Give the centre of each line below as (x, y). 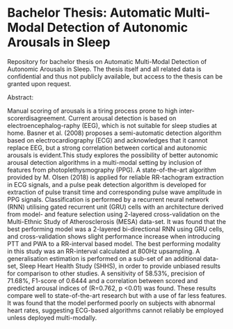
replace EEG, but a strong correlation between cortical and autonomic (107, 147)
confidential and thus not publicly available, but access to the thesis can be (115, 76)
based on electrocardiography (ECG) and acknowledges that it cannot (107, 140)
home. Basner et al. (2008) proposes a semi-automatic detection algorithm (114, 133)
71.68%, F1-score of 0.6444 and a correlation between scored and (103, 280)
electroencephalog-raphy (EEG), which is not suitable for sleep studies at (112, 125)
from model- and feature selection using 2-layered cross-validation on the (114, 214)
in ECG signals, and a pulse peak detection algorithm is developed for (107, 184)
